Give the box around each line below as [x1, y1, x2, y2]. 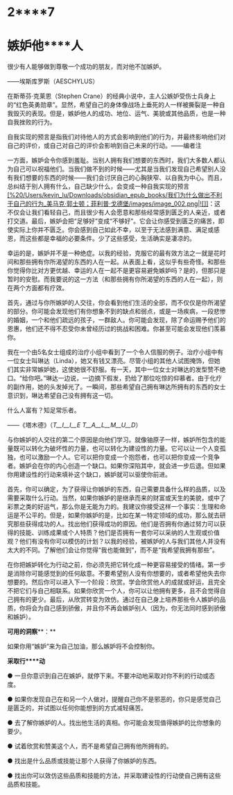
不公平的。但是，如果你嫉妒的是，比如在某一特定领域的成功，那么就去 [19, 511, 220, 519]
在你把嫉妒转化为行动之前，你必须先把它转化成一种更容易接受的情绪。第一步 [7, 560, 226, 569]
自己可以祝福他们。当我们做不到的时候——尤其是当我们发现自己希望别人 [12, 165, 220, 174]
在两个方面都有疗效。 [7, 284, 68, 292]
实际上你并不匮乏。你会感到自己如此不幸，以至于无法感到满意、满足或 [12, 226, 214, 234]
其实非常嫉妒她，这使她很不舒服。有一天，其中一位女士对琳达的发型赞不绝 [12, 365, 226, 374]
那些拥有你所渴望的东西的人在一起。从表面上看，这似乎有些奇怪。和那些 [19, 258, 226, 266]
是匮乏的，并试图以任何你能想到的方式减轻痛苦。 [7, 704, 147, 712]
